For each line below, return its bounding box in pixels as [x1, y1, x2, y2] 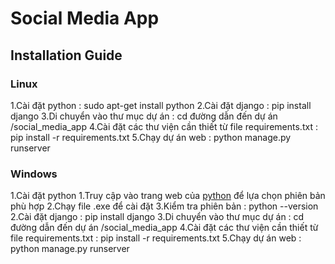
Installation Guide [10, 47, 123, 64]
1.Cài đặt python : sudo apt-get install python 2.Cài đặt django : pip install [10, 99, 312, 111]
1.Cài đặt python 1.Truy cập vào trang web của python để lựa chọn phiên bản [10, 190, 326, 202]
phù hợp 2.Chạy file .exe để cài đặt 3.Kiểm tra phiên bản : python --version [10, 200, 319, 212]
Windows [10, 167, 58, 181]
